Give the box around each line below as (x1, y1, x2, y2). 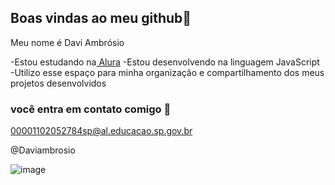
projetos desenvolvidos (10, 77, 107, 89)
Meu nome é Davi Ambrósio (10, 36, 125, 48)
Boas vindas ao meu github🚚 (10, 10, 192, 27)
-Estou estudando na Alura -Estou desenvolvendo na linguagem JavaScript (10, 56, 320, 68)
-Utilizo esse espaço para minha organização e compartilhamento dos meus (10, 66, 325, 78)
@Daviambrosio (10, 144, 76, 156)
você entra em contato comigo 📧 (10, 102, 172, 116)
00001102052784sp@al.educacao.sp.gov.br (10, 125, 193, 137)
